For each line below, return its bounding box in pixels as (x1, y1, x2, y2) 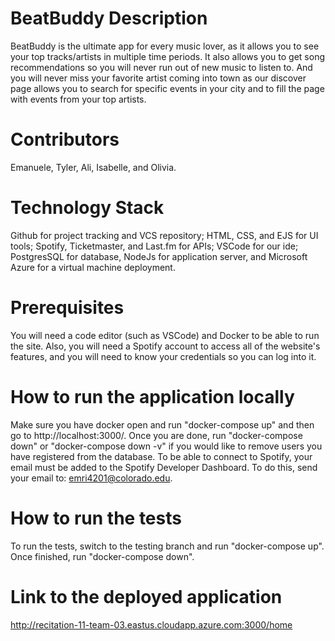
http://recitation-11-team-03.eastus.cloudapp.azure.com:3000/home (10, 618, 293, 631)
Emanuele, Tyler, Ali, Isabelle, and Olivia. (10, 161, 177, 173)
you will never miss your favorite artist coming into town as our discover (10, 72, 307, 84)
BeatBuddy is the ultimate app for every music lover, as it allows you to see (10, 40, 320, 52)
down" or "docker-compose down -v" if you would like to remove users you (10, 440, 323, 452)
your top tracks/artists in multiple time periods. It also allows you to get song (10, 50, 326, 62)
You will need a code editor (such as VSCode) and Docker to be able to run (10, 329, 320, 341)
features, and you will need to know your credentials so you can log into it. (10, 350, 317, 362)
